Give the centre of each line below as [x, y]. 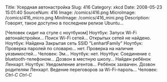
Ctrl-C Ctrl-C [19, 75]
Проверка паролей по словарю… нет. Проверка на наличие [69, 48]
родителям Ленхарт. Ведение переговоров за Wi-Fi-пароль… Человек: [81, 70]
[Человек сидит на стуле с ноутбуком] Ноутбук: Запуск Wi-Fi [71, 33]
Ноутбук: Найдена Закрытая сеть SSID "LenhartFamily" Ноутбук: [74, 43]
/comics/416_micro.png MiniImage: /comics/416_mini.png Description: [77, 18]
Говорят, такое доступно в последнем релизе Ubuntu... [64, 23]
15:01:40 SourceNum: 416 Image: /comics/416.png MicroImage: [70, 12]
